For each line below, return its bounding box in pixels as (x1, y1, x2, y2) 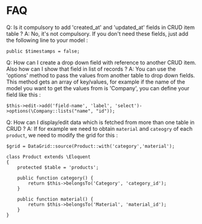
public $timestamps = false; (6, 48, 80, 54)
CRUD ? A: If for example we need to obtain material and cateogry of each (6, 125, 193, 132)
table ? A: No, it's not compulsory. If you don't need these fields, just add (6, 30, 189, 37)
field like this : (6, 91, 41, 98)
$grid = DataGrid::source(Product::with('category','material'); (6, 143, 175, 149)
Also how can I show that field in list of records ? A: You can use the (6, 65, 176, 73)
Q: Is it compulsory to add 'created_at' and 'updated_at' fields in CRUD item (6, 24, 195, 31)
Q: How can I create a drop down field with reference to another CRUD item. (6, 59, 197, 66)
